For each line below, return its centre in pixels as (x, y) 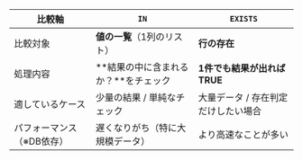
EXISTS (244, 18)
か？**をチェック (133, 80)
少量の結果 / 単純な (136, 98)
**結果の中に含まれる (142, 67)
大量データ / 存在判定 (243, 98)
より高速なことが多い (243, 134)
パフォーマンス (46, 128)
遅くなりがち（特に (136, 128)
